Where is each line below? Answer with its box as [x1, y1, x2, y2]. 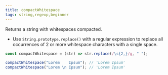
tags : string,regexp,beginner [5, 12, 69, 17]
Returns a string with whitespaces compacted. [5, 26, 102, 32]
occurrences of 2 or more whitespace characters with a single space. [12, 41, 158, 47]
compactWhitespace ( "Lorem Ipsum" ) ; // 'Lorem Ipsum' [5, 60, 125, 65]
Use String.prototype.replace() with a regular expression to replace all [12, 36, 163, 42]
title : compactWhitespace [5, 7, 60, 13]
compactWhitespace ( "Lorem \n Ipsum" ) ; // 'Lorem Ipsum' [5, 65, 125, 70]
